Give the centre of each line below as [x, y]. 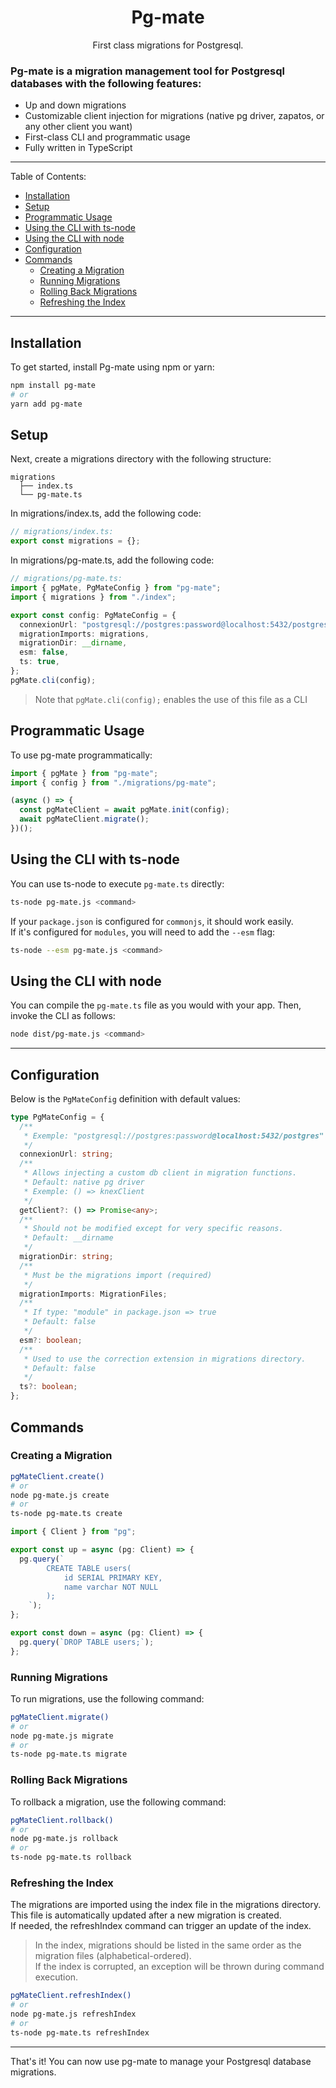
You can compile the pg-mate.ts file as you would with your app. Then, [156, 1005]
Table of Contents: [48, 177]
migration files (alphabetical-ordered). [113, 1956]
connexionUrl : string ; [66, 1154]
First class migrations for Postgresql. [168, 45]
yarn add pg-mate [46, 404]
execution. [56, 1977]
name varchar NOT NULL [111, 1587]
